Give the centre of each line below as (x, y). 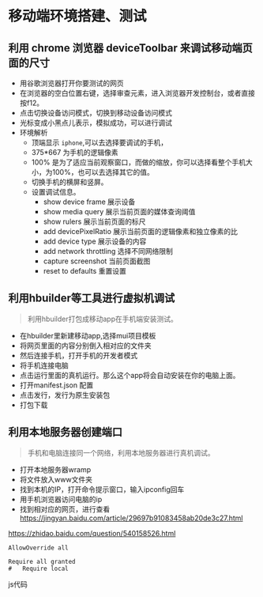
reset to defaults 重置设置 (85, 271)
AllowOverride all (38, 548)
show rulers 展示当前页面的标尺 (94, 221)
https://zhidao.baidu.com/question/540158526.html (92, 533)
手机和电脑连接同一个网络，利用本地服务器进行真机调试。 (121, 452)
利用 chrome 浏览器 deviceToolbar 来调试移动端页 (130, 48)
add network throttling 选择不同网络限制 (108, 251)
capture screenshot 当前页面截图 (97, 261)
